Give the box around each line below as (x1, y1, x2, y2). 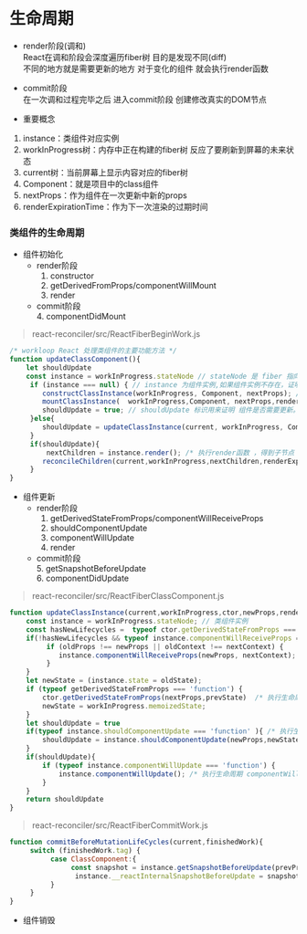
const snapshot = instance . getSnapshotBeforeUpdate (70, 863, 272, 872)
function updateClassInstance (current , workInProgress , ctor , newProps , (9, 608, 281, 617)
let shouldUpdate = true (26, 719, 121, 728)
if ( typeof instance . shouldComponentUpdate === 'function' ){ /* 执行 (26, 727, 294, 736)
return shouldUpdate (26, 795, 104, 804)
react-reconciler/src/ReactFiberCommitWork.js (31, 820, 208, 831)
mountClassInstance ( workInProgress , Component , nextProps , (42, 397, 276, 406)
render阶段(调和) (22, 40, 87, 51)
